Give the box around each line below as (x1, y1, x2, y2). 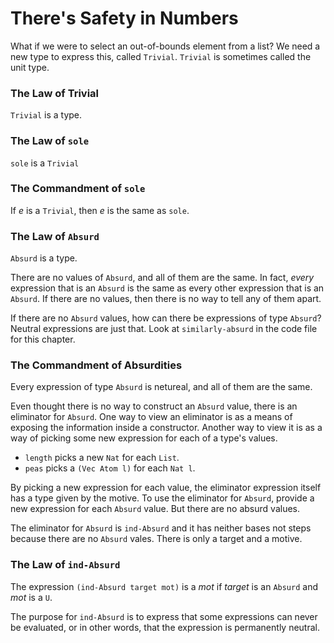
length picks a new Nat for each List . (24, 452, 180, 464)
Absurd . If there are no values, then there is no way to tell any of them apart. (10, 293, 322, 305)
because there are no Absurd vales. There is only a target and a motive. (10, 533, 303, 545)
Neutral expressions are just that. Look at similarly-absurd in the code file (10, 323, 318, 335)
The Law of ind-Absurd (10, 558, 121, 572)
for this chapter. (10, 333, 76, 346)
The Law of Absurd (10, 229, 100, 243)
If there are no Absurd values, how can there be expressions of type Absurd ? (10, 312, 322, 324)
